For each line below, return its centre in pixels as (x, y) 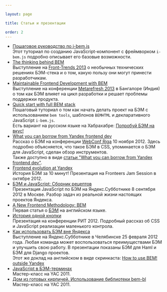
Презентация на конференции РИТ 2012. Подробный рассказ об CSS (86, 221)
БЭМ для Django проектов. (41, 253)
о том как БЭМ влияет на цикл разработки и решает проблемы (80, 94)
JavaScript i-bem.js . (34, 121)
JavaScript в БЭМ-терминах (42, 269)
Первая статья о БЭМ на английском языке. (59, 210)
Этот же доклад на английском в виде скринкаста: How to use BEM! (85, 258)
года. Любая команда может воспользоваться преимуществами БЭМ (87, 242)
